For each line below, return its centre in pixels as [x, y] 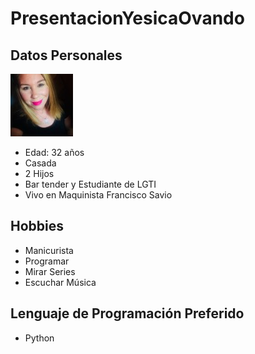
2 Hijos [39, 173]
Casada [40, 163]
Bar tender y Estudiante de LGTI [90, 184]
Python [39, 338]
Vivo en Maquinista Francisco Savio [98, 195]
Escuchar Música [60, 282]
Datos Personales [66, 55]
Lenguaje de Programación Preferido [127, 313]
